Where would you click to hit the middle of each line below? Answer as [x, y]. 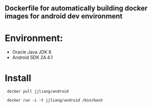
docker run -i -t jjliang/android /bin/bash [55, 100]
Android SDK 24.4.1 [32, 57]
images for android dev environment [64, 16]
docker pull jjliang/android [38, 92]
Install [18, 78]
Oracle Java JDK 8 [32, 52]
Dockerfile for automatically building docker [76, 8]
